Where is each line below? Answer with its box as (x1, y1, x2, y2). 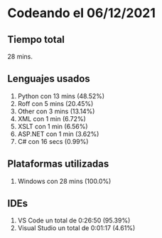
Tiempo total (7, 33, 65, 46)
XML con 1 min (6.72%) (17, 114, 87, 123)
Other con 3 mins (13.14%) (17, 107, 95, 115)
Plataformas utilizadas (7, 158, 109, 170)
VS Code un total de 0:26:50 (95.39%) (17, 216, 131, 225)
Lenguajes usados (7, 73, 90, 85)
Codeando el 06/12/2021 (7, 5, 156, 21)
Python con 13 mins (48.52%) (17, 91, 105, 100)
